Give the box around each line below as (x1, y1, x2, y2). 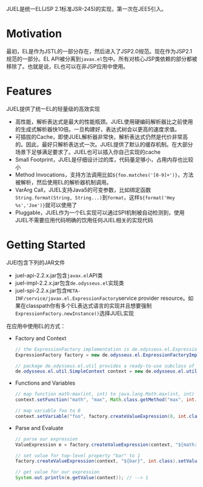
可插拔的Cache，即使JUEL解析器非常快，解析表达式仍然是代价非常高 (15, 133, 188, 141)
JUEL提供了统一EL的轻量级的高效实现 (6, 105, 101, 112)
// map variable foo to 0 (15, 408, 81, 414)
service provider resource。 (118, 294, 188, 302)
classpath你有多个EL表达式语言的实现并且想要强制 (25, 302, 152, 309)
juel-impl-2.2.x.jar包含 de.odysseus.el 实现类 (15, 279, 124, 287)
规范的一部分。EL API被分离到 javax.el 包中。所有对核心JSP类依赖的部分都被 (6, 55, 198, 62)
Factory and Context (15, 334, 67, 342)
